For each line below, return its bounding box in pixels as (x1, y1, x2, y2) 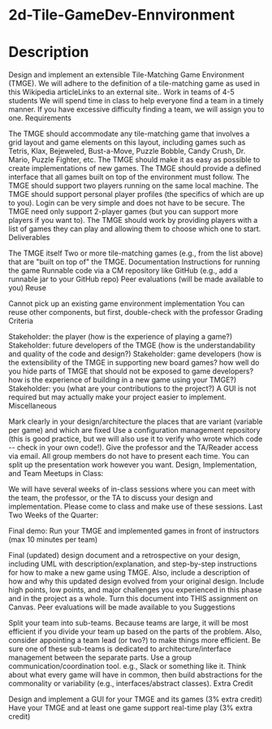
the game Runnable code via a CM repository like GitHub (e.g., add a (8, 266, 238, 276)
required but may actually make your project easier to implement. (8, 392, 227, 402)
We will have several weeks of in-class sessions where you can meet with (8, 484, 256, 494)
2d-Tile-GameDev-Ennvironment (8, 6, 235, 24)
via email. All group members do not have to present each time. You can (8, 452, 249, 461)
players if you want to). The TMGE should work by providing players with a (8, 216, 258, 225)
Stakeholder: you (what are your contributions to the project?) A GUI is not (8, 384, 257, 394)
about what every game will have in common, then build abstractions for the (8, 670, 263, 680)
